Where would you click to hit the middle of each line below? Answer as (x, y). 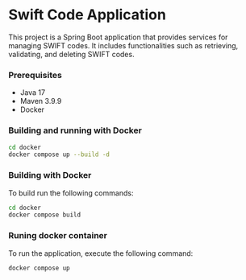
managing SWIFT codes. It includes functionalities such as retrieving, (123, 45)
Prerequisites (35, 75)
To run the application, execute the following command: (101, 253)
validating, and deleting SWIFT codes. (71, 54)
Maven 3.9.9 (41, 101)
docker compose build (45, 215)
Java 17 (33, 93)
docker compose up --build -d (59, 154)
